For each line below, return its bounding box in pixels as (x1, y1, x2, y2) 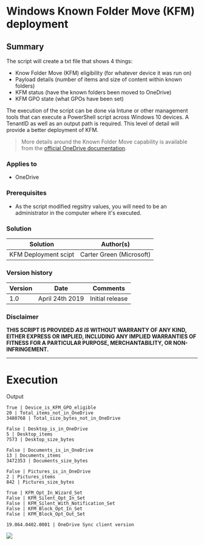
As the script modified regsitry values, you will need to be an (15, 203, 167, 210)
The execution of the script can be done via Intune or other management (6, 107, 188, 114)
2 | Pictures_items (6, 474, 56, 480)
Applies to (6, 159, 38, 168)
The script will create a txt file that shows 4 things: (6, 58, 133, 64)
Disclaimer (6, 313, 39, 321)
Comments (92, 284, 126, 293)
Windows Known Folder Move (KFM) (6, 4, 195, 18)
